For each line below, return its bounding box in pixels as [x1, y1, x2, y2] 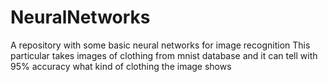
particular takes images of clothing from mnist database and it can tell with [10, 49, 318, 61]
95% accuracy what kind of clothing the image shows [10, 60, 232, 72]
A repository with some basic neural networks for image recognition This [10, 39, 311, 51]
